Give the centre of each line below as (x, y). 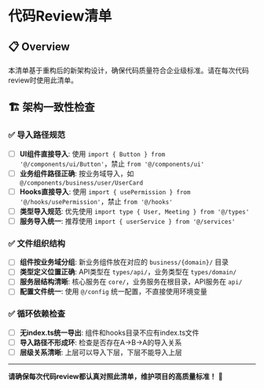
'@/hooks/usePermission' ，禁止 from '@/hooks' (96, 201)
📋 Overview (39, 47)
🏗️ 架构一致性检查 (51, 107)
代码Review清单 (60, 16)
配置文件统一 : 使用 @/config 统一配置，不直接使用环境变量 (113, 292)
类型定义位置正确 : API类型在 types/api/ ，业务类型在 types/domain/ (128, 272)
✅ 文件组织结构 (37, 243)
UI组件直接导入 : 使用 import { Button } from (92, 153)
